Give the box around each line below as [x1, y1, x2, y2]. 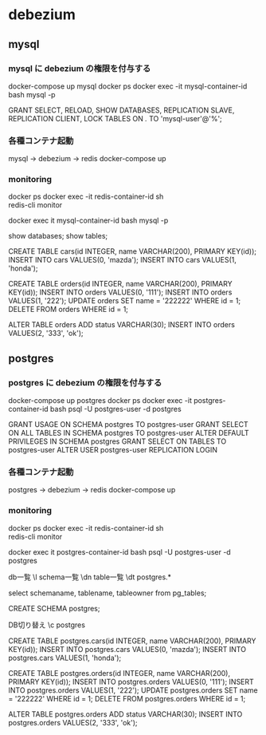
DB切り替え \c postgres [8, 620, 86, 630]
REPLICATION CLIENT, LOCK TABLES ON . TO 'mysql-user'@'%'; [8, 113, 223, 123]
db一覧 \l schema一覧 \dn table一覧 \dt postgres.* [8, 572, 172, 582]
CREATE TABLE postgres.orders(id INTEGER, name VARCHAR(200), [8, 668, 231, 678]
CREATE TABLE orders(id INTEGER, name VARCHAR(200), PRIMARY [8, 279, 233, 289]
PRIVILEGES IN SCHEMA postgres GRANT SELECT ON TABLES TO [8, 437, 227, 446]
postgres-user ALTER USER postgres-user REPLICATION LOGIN [8, 445, 217, 455]
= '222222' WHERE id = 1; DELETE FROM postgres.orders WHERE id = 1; [8, 694, 246, 703]
